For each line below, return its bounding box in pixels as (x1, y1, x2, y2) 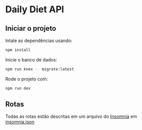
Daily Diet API (5, 4, 64, 15)
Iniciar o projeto (5, 24, 56, 33)
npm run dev (5, 85, 31, 91)
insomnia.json (5, 119, 35, 125)
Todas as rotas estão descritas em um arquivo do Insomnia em (5, 114, 137, 120)
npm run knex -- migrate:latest (5, 67, 74, 72)
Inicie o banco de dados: (5, 56, 57, 62)
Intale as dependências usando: (5, 37, 73, 44)
